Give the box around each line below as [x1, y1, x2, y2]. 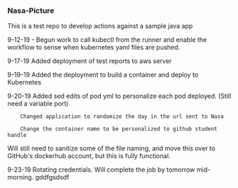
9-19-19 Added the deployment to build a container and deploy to [7, 70, 199, 79]
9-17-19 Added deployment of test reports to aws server [7, 57, 172, 65]
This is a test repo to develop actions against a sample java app [7, 22, 193, 31]
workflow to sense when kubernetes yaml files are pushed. [7, 43, 180, 52]
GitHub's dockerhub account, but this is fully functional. [7, 152, 171, 160]
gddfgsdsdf [35, 173, 70, 182]
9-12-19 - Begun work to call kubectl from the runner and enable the [7, 35, 207, 44]
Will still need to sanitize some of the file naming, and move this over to [7, 144, 215, 153]
